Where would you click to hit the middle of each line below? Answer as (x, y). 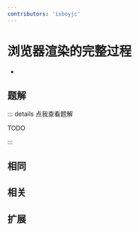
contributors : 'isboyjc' (44, 14)
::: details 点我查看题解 (40, 114)
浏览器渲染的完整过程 (70, 51)
